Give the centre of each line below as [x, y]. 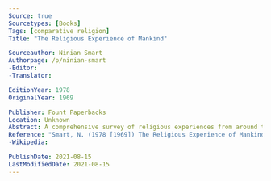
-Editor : [23, 68]
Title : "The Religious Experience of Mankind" [88, 38]
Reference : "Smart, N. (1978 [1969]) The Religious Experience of [122, 135]
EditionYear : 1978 [39, 90]
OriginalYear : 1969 [41, 98]
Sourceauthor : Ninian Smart [56, 53]
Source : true [30, 16]
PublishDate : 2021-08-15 [50, 157]
